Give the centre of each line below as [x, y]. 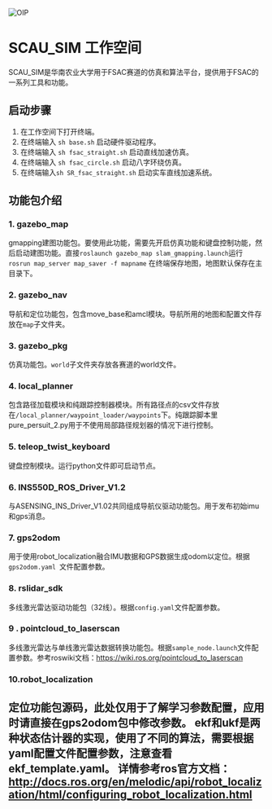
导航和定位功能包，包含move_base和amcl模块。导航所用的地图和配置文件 [132, 314]
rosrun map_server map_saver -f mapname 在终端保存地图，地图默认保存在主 [135, 263]
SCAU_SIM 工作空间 [75, 48]
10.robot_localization [51, 679]
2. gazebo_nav [38, 295]
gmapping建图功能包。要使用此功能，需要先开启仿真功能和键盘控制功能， [132, 243]
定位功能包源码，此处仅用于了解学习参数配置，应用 [136, 708]
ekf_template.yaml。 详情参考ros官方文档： [120, 769]
